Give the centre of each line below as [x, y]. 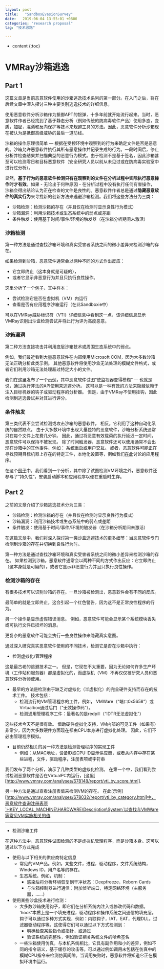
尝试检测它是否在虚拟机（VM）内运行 [50, 299]
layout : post [18, 10]
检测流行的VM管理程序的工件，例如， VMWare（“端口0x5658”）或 [87, 702]
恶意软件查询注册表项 [26, 804]
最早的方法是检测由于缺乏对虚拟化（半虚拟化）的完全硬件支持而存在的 [83, 689]
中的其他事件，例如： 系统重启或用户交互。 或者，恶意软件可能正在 [89, 448]
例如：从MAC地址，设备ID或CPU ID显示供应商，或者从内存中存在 [85, 753]
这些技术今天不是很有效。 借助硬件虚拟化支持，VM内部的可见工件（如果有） [82, 724]
